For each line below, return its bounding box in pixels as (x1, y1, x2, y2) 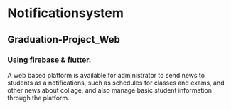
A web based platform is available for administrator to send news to (7, 71, 205, 79)
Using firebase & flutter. (7, 55, 92, 65)
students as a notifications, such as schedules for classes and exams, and (7, 78, 225, 87)
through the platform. (7, 93, 70, 102)
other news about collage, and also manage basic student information (7, 85, 212, 94)
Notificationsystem (7, 5, 124, 21)
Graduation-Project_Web (7, 33, 121, 46)
